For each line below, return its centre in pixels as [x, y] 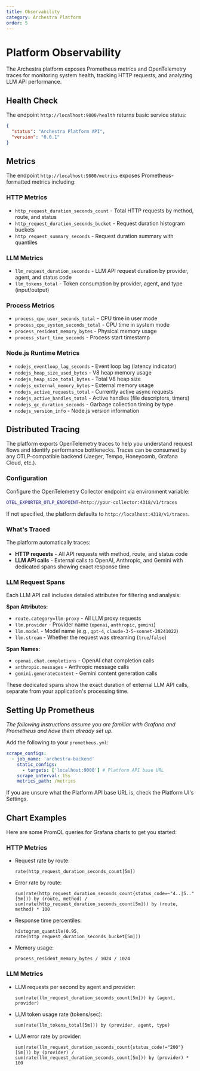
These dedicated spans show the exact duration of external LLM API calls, [98, 685]
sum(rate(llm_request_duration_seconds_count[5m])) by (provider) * [102, 1058]
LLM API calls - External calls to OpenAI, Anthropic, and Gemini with [99, 560]
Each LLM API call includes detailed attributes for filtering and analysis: [93, 595]
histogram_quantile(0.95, [47, 932]
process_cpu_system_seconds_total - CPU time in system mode [92, 325]
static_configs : [37, 764]
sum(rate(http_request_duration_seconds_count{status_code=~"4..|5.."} [106, 894]
